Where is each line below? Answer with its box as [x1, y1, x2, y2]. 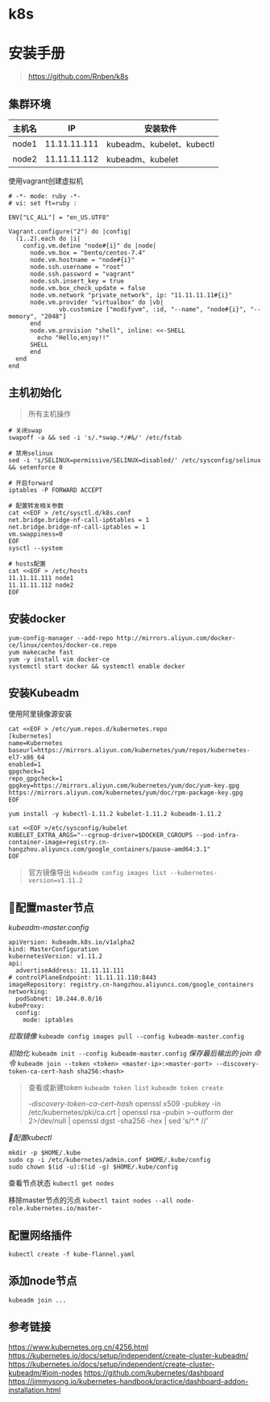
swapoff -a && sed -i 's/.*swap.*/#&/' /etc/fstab [8, 433, 182, 441]
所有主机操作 [27, 409, 71, 419]
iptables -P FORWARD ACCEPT [8, 486, 103, 494]
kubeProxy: [8, 1002, 45, 1010]
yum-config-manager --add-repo [8, 634, 114, 642]
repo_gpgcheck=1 [8, 775, 63, 783]
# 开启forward [8, 478, 54, 487]
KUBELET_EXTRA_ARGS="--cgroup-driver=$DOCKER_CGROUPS [8, 832, 193, 840]
